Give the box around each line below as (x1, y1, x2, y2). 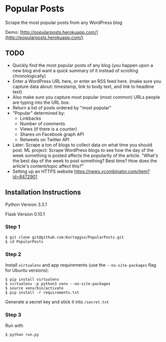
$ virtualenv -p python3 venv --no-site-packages (5, 282, 111, 287)
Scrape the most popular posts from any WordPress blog (5, 19, 122, 25)
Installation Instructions (5, 188, 81, 197)
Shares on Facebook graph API (19, 131, 84, 137)
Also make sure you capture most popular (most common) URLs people (12, 94, 160, 100)
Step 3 (5, 312, 21, 319)
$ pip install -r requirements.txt (5, 290, 79, 295)
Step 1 (5, 223, 20, 230)
